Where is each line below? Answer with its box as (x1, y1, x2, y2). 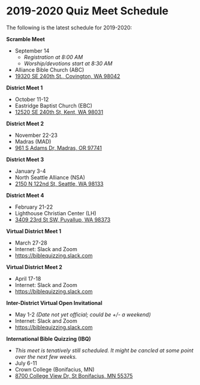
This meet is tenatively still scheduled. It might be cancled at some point (14, 347, 193, 354)
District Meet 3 (6, 155, 44, 163)
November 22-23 (14, 132, 58, 139)
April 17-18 (14, 275, 41, 282)
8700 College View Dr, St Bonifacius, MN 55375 (14, 372, 133, 379)
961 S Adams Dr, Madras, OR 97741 (14, 144, 102, 151)
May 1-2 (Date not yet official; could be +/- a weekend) (14, 311, 151, 318)
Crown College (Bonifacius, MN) (14, 366, 95, 373)
